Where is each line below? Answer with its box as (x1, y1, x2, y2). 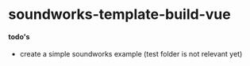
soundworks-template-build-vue (8, 5, 232, 24)
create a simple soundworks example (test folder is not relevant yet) (19, 49, 243, 59)
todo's (8, 31, 30, 41)
